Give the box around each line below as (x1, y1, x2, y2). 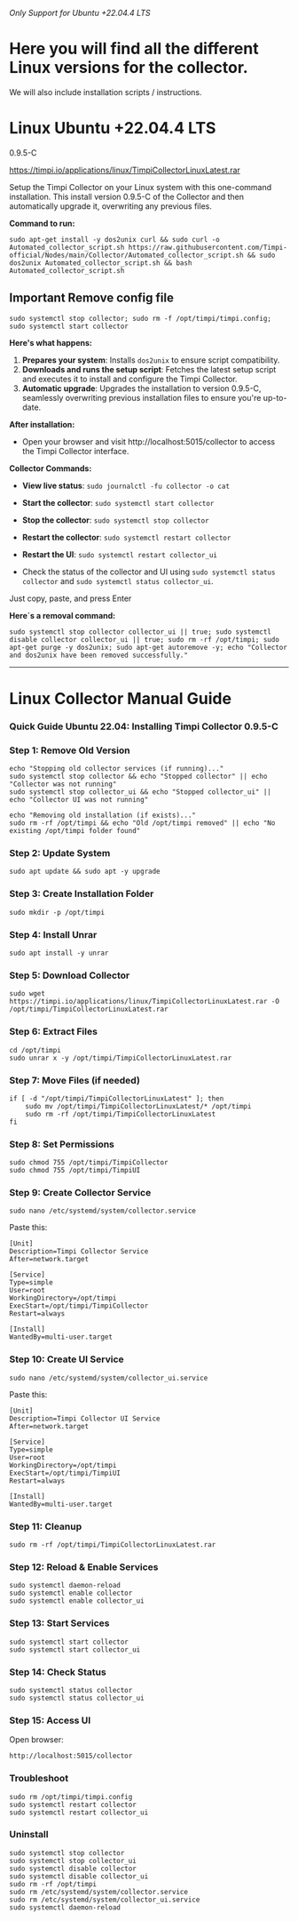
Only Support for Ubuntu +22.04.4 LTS (9, 8, 151, 18)
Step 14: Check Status (9, 1666, 106, 1678)
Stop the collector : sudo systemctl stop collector (21, 515, 210, 525)
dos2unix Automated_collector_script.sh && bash (9, 258, 192, 268)
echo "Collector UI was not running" (9, 796, 149, 804)
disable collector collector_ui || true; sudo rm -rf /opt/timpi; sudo (9, 635, 279, 644)
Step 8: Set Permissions (9, 1138, 115, 1150)
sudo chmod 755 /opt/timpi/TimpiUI (9, 1166, 141, 1175)
